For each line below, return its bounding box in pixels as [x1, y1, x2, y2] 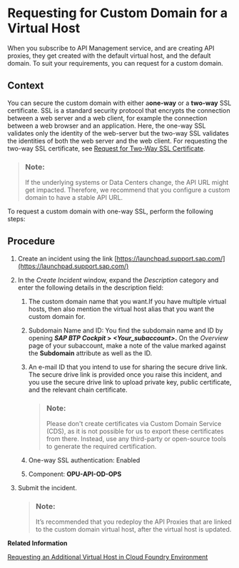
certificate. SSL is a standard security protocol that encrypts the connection [7, 106, 230, 115]
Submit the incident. [17, 484, 77, 492]
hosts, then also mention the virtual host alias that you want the [28, 305, 215, 313]
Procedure [7, 235, 56, 248]
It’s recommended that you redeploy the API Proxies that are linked [35, 517, 232, 526]
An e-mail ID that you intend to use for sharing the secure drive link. [28, 362, 228, 371]
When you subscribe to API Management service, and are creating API [7, 44, 215, 52]
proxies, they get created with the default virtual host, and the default [7, 51, 211, 60]
